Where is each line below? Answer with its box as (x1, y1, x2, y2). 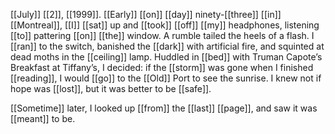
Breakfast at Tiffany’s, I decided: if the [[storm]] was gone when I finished (10, 62, 314, 73)
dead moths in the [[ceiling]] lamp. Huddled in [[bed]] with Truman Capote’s (10, 51, 323, 63)
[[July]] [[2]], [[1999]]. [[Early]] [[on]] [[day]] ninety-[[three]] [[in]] (10, 9, 282, 20)
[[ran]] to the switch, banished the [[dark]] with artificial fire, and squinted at (10, 40, 325, 52)
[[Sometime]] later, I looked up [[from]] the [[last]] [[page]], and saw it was (10, 102, 318, 114)
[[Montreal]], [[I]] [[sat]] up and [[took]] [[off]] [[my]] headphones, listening (10, 19, 320, 31)
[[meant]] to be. (10, 113, 76, 124)
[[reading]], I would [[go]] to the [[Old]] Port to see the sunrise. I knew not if (10, 72, 322, 84)
